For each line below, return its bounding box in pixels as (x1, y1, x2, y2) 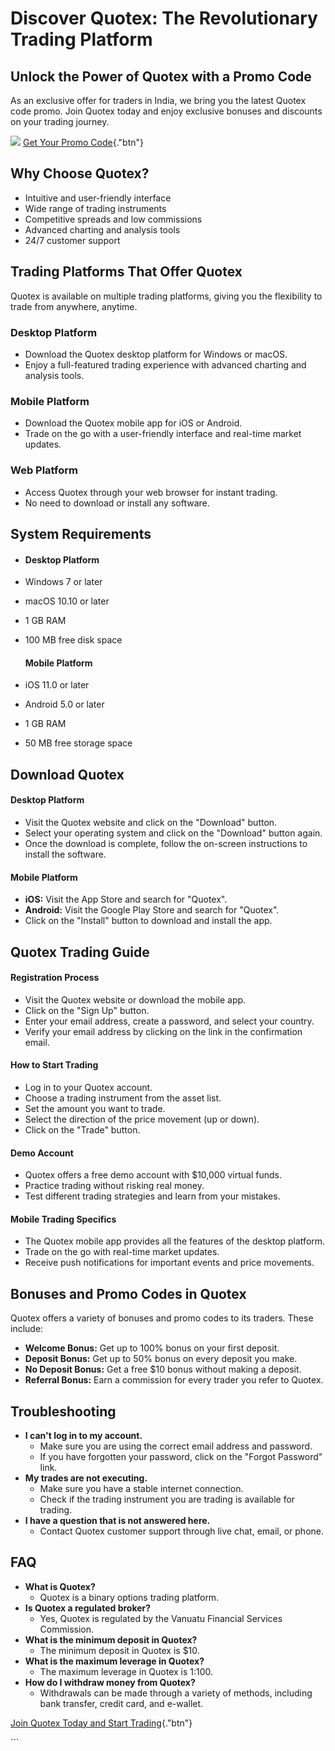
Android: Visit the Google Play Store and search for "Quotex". (24, 904, 280, 916)
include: (10, 1323, 44, 1335)
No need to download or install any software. (24, 497, 210, 509)
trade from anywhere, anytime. (10, 300, 138, 312)
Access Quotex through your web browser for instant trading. (24, 486, 278, 498)
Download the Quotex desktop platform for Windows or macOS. (24, 348, 288, 360)
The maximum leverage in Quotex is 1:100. (39, 1665, 214, 1677)
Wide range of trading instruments (24, 202, 167, 214)
